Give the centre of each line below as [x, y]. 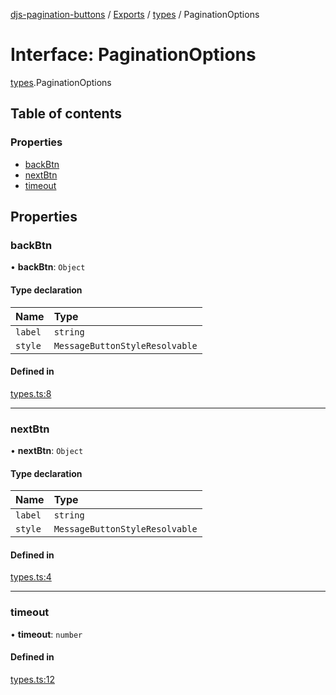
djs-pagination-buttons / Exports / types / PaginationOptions [135, 14]
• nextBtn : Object [47, 451]
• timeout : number [46, 634]
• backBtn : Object [48, 267]
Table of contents [66, 114]
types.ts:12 [32, 679]
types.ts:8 [31, 393]
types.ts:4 [31, 577]
